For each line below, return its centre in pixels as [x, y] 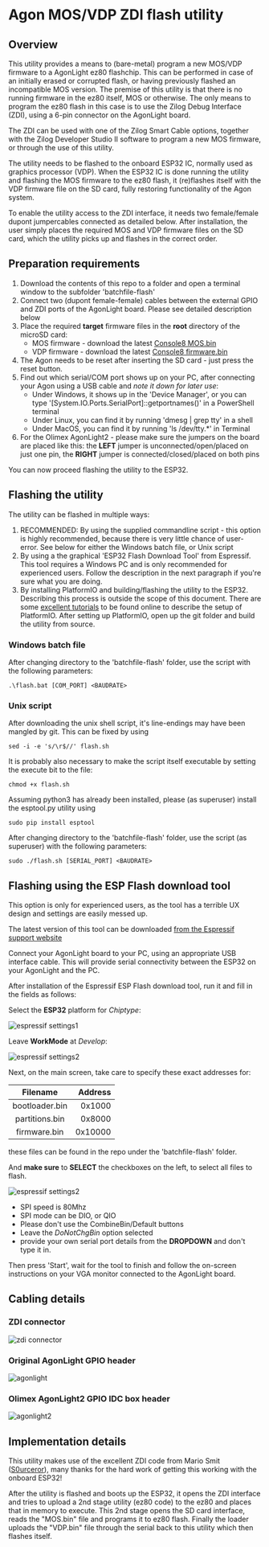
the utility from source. [57, 624]
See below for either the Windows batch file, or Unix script [137, 547]
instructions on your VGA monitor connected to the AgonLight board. [122, 1274]
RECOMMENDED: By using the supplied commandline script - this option [140, 530]
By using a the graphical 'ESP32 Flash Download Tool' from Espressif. [135, 556]
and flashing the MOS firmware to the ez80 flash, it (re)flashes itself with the [135, 180]
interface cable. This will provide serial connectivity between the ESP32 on [132, 962]
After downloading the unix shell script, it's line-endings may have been [127, 723]
